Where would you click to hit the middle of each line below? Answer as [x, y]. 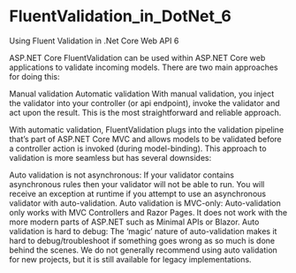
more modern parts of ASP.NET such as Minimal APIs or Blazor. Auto [134, 222]
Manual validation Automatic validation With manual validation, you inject [142, 94]
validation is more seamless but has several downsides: [110, 157]
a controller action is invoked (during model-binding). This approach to [138, 148]
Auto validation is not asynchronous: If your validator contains [121, 175]
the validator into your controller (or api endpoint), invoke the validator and [144, 102]
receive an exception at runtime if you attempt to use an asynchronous [138, 193]
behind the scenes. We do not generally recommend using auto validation [144, 250]
